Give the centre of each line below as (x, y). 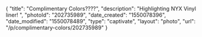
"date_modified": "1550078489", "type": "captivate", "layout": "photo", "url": (101, 21)
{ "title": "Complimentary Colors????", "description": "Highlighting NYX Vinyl (101, 9)
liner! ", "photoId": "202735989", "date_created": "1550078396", (86, 15)
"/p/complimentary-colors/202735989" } (57, 27)
